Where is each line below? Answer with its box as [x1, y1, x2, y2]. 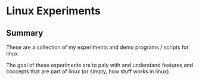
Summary [6, 28, 43, 38]
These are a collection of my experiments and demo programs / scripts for [6, 43, 189, 51]
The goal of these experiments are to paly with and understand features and [6, 61, 194, 68]
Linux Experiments [6, 4, 101, 18]
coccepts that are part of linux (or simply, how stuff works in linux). [6, 68, 171, 75]
